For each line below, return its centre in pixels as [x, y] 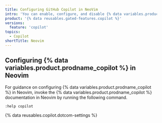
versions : [15, 23]
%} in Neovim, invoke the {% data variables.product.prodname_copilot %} [79, 92]
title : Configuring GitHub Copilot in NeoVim [51, 9]
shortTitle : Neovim [25, 41]
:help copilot [19, 106]
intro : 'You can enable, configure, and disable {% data [63, 14]
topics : [13, 32]
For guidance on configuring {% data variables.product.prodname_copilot [78, 87]
